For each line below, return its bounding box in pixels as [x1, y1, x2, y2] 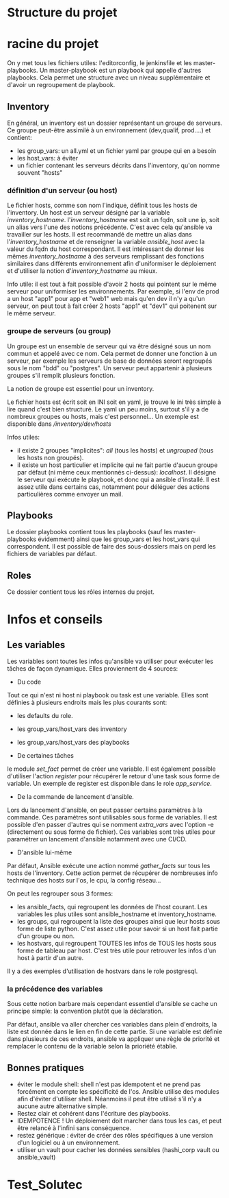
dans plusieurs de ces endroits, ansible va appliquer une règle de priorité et [7, 1035, 220, 1043]
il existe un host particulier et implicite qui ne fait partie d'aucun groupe [16, 461, 218, 469]
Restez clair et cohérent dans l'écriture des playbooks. [16, 1110, 171, 1118]
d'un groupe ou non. [16, 932, 75, 940]
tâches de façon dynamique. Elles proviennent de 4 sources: [7, 664, 178, 673]
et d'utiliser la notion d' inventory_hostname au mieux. [7, 267, 158, 275]
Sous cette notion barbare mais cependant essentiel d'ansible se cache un [7, 1000, 217, 1008]
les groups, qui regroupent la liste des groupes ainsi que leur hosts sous [16, 918, 220, 926]
